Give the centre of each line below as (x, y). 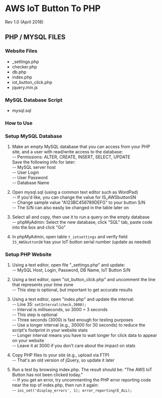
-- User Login (26, 172)
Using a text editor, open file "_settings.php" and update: (68, 265)
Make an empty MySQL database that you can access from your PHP (81, 147)
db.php (19, 72)
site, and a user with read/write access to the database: (67, 152)
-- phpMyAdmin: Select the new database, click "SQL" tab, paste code (82, 222)
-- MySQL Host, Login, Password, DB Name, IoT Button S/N (71, 270)
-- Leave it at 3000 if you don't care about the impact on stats (74, 346)
